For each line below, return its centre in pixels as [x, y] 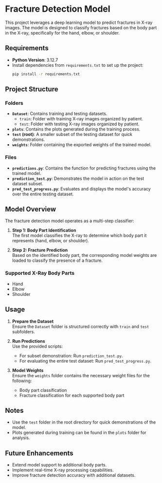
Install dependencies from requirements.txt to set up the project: [78, 65]
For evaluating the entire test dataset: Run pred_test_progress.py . [85, 361]
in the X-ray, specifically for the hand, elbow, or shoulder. [63, 33]
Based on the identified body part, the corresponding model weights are [84, 255]
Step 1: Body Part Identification [44, 231]
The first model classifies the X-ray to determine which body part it [79, 235]
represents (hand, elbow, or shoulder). [50, 241]
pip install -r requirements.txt [46, 74]
